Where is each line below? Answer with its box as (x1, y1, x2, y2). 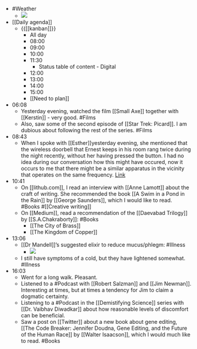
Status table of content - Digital (38, 63, 116, 70)
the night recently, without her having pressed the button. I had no (20, 152, 184, 159)
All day (29, 31, 47, 38)
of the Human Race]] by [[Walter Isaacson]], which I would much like (20, 331, 190, 338)
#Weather (11, 5, 37, 12)
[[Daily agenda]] (11, 19, 53, 26)
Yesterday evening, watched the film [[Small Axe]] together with (20, 108, 178, 114)
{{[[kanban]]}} (20, 25, 56, 32)
